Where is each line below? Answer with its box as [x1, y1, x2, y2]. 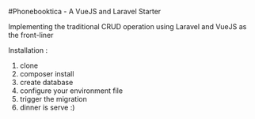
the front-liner [8, 31, 54, 39]
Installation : [8, 46, 48, 54]
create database [19, 78, 74, 87]
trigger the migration [19, 95, 87, 103]
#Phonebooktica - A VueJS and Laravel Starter [8, 7, 162, 16]
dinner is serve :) [19, 102, 75, 112]
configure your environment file [19, 86, 124, 95]
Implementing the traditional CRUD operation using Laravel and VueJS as [8, 22, 247, 31]
